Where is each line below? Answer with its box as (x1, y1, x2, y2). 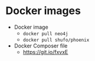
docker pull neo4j (22, 30, 68, 36)
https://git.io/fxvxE (22, 48, 68, 55)
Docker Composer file (14, 42, 68, 49)
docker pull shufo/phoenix (22, 37, 90, 43)
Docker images (5, 4, 81, 18)
